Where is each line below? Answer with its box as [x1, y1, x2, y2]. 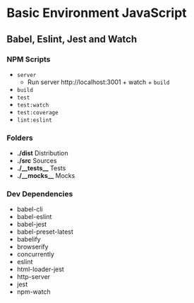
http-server [16, 273, 51, 281]
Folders [6, 133, 33, 143]
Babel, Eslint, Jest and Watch [6, 33, 138, 45]
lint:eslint [16, 117, 52, 124]
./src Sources [16, 157, 57, 165]
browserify [16, 242, 49, 251]
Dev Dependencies [6, 189, 73, 199]
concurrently [16, 250, 54, 259]
